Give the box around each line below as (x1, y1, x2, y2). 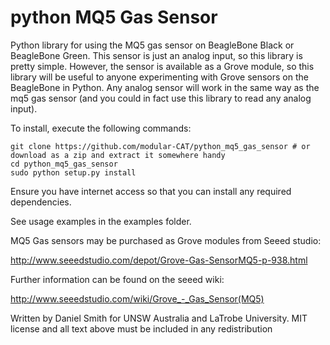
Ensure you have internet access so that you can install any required (10, 185, 292, 197)
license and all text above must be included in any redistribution (10, 322, 273, 335)
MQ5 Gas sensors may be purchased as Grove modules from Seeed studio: (10, 234, 322, 246)
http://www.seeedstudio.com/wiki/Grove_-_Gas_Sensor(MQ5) (10, 292, 265, 305)
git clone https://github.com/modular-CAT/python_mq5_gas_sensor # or (10, 141, 311, 151)
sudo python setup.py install (10, 167, 137, 178)
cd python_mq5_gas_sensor (10, 159, 118, 169)
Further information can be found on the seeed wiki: (10, 273, 225, 285)
